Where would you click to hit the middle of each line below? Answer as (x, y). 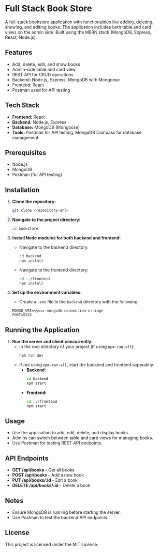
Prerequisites (26, 152)
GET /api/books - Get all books (43, 470)
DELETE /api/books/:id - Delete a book (51, 486)
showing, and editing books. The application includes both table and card (78, 27)
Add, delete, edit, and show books (46, 64)
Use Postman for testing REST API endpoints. (57, 443)
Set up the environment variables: (47, 292)
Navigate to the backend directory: (54, 247)
